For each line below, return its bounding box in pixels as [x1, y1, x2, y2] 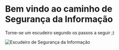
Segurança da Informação [5, 14, 113, 25]
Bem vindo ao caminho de [5, 3, 113, 15]
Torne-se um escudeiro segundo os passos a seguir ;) [5, 30, 115, 35]
